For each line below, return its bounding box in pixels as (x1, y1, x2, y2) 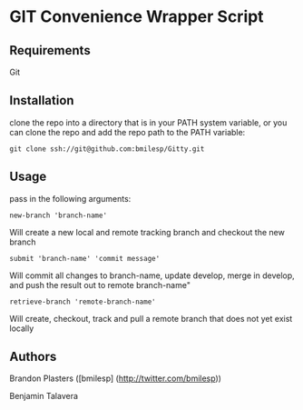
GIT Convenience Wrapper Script (9, 6, 265, 27)
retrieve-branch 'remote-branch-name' (9, 297, 156, 306)
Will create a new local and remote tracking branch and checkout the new (9, 226, 286, 237)
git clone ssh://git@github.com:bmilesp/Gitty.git (9, 144, 205, 154)
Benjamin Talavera (9, 391, 79, 402)
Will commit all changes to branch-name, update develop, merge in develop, (9, 270, 295, 281)
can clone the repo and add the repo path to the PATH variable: (9, 126, 246, 137)
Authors (9, 349, 57, 365)
